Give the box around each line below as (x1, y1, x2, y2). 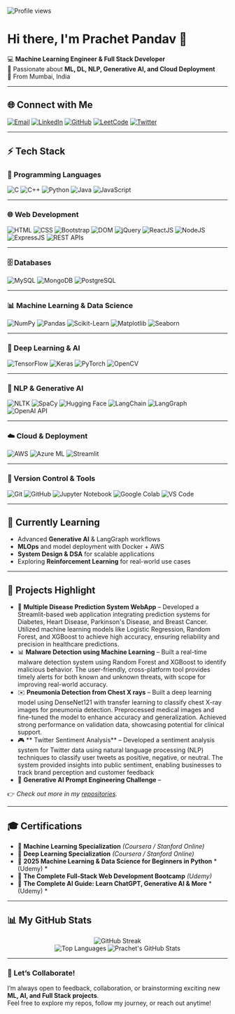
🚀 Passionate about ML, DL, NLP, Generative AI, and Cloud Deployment (7, 64, 215, 73)
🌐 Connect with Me (7, 99, 93, 111)
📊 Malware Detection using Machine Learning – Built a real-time (17, 648, 208, 656)
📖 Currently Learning (7, 516, 100, 528)
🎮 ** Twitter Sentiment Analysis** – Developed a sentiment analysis (17, 736, 215, 744)
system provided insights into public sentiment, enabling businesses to (17, 760, 222, 770)
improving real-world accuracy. (17, 680, 108, 689)
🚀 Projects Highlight (7, 584, 96, 596)
